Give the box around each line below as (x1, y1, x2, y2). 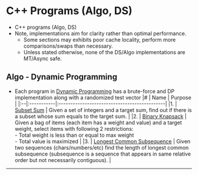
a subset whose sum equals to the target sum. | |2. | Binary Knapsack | (14, 113, 187, 120)
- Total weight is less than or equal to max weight (14, 131, 134, 138)
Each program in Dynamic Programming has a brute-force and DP (14, 87, 175, 95)
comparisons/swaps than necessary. (23, 42, 113, 49)
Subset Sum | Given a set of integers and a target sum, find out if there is (14, 106, 192, 113)
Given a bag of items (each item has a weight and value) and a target (14, 119, 182, 126)
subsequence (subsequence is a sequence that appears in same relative (14, 150, 192, 157)
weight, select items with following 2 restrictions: (14, 125, 134, 132)
